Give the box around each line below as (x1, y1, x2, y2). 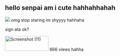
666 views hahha (49, 46, 84, 52)
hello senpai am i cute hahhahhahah (5, 4, 116, 12)
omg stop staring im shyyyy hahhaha (11, 17, 84, 23)
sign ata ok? (5, 26, 29, 32)
